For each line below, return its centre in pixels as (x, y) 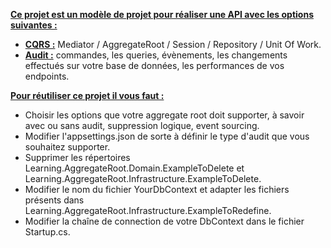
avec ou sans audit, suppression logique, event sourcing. (142, 125)
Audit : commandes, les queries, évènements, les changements (156, 55)
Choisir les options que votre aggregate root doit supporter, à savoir (164, 115)
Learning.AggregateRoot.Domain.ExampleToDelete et (134, 168)
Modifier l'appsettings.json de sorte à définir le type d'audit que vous (167, 136)
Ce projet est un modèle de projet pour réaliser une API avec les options (162, 14)
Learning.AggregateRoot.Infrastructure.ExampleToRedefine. (148, 210)
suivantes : (34, 25)
